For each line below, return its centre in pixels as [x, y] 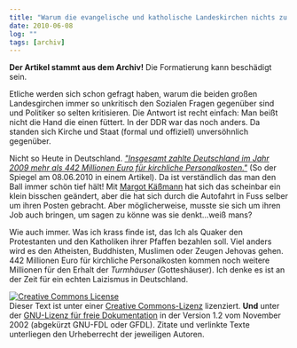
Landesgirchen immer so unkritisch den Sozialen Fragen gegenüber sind [142, 104]
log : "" [23, 34]
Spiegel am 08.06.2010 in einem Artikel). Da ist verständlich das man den [143, 178]
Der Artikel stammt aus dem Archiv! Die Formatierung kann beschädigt [141, 67]
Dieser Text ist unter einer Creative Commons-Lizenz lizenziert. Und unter [145, 306]
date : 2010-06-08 [41, 26]
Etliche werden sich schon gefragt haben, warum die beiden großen [133, 94]
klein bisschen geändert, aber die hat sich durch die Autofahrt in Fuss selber [148, 196]
